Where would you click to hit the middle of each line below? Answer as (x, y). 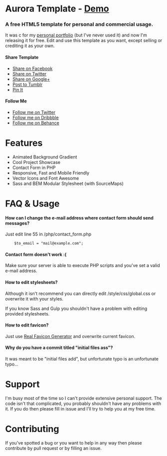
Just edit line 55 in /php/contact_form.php (48, 234)
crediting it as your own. (30, 46)
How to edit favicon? (27, 325)
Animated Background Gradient (45, 157)
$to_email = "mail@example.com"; (49, 243)
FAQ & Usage (32, 204)
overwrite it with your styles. (34, 298)
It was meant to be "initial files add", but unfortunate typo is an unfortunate (82, 359)
